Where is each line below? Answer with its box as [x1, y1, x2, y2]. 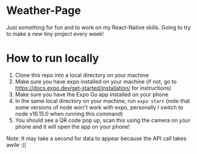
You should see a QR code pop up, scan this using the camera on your [15, 116, 191, 124]
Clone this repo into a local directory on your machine [15, 71, 149, 79]
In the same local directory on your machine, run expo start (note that [15, 97, 190, 104]
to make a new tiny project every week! [6, 30, 104, 37]
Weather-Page [6, 4, 82, 18]
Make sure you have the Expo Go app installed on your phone [15, 90, 169, 98]
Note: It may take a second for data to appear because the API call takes [6, 135, 187, 142]
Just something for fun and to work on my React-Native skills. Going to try [6, 24, 192, 31]
